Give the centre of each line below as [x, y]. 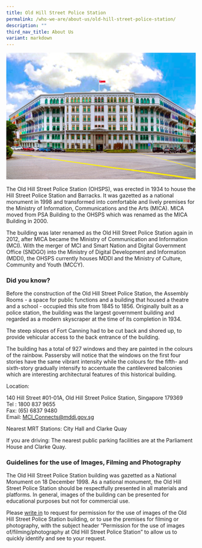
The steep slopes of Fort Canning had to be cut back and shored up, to [94, 331]
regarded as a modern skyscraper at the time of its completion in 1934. [94, 319]
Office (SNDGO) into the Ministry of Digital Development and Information [96, 252]
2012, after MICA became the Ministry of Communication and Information [97, 239]
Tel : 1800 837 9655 [31, 405]
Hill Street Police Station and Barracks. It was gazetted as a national [90, 195]
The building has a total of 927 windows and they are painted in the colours [100, 349]
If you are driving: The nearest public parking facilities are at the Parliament [99, 441]
